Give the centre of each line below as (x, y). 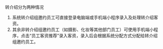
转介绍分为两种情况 (24, 7)
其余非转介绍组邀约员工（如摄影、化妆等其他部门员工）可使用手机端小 (83, 30)
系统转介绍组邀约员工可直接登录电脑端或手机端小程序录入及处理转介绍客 (85, 17)
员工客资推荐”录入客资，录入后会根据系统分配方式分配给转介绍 (94, 36)
